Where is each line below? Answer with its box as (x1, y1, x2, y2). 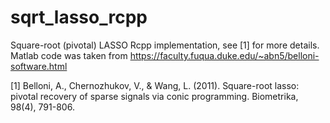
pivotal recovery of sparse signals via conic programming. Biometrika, (10, 90, 299, 102)
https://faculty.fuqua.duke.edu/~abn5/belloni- (129, 49, 320, 61)
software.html (10, 60, 68, 72)
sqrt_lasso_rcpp (10, 6, 148, 29)
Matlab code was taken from (10, 49, 128, 61)
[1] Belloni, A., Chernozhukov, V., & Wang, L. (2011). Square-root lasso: (10, 79, 300, 91)
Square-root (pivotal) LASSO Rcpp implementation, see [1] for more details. (10, 39, 320, 51)
